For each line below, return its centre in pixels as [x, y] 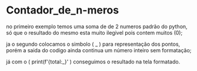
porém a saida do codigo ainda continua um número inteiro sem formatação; [99, 50]
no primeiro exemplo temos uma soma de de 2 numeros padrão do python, [97, 26]
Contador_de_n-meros [63, 10]
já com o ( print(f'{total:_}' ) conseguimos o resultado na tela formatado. [93, 62]
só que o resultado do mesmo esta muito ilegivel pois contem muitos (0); [94, 32]
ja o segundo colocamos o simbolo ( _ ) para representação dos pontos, [93, 44]
